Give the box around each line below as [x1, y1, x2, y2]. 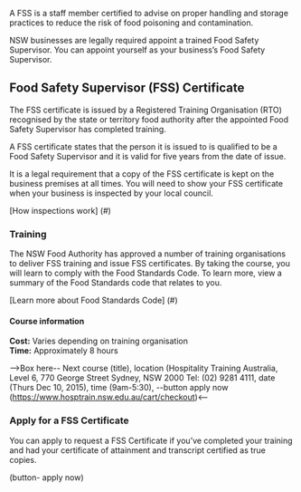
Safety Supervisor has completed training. [9, 123, 167, 134]
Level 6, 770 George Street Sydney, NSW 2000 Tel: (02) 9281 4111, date [9, 372, 276, 383]
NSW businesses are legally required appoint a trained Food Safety [9, 35, 259, 45]
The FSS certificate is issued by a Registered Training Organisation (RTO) [9, 104, 283, 115]
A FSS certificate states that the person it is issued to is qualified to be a [9, 140, 277, 152]
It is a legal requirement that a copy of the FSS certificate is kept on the [9, 168, 275, 179]
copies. [9, 454, 37, 465]
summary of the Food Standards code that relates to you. [9, 277, 222, 288]
